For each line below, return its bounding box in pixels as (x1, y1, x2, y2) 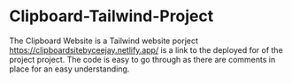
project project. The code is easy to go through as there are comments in (9, 54, 276, 64)
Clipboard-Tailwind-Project (9, 6, 214, 26)
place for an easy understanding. (9, 64, 130, 74)
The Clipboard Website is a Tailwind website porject (9, 35, 199, 46)
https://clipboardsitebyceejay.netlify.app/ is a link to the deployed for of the (9, 44, 283, 55)
